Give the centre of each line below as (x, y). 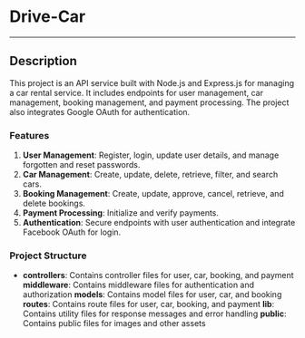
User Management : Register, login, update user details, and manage (151, 155)
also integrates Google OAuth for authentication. (100, 111)
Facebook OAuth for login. (72, 232)
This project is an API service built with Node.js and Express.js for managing (152, 82)
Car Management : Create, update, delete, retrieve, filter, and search (150, 175)
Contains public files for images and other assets (114, 324)
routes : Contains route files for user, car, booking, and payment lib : (148, 304)
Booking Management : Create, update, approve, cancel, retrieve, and (153, 194)
